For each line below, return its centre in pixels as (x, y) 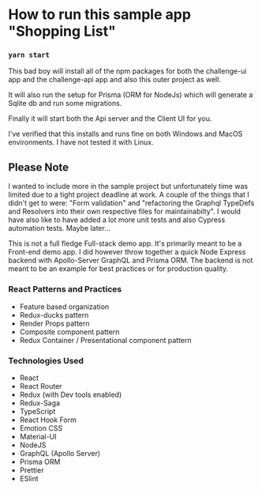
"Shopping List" (62, 31)
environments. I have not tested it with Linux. (81, 142)
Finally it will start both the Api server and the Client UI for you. (110, 119)
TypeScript (37, 411)
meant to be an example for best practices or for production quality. (118, 269)
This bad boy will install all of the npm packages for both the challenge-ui (127, 71)
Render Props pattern (54, 323)
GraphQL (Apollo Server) (60, 453)
